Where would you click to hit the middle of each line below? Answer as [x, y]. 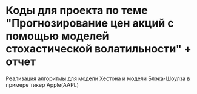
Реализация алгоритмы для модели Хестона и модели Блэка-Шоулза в [98, 78]
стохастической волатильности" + [98, 49]
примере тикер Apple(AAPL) [42, 84]
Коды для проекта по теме [77, 11]
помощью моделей [58, 36]
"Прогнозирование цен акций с [90, 23]
